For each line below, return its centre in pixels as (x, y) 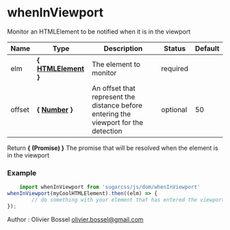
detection (107, 131)
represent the (113, 97)
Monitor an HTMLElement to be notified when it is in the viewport (99, 31)
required (175, 68)
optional (174, 110)
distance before (117, 105)
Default (207, 48)
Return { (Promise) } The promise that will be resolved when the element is (113, 148)
